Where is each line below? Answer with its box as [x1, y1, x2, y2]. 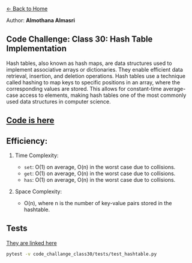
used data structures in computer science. [6, 97, 111, 105]
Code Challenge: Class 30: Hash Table [6, 34, 153, 45]
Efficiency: [6, 135, 48, 146]
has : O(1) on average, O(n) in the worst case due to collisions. [23, 176, 176, 184]
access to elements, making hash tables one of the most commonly [19, 91, 187, 99]
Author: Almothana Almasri [6, 17, 75, 23]
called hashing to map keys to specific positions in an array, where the [6, 78, 181, 86]
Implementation [6, 43, 67, 54]
